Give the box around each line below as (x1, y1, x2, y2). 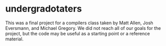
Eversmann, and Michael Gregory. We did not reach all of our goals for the (5, 25, 161, 31)
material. (5, 36, 24, 42)
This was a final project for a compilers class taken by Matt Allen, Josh (5, 20, 154, 26)
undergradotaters (5, 3, 82, 15)
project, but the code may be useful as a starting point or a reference (5, 30, 150, 36)
